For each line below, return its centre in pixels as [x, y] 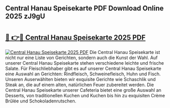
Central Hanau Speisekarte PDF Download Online [84, 8]
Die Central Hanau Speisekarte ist [125, 52]
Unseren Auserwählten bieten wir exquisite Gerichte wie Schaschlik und [80, 79]
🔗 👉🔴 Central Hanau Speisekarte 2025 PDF [75, 37]
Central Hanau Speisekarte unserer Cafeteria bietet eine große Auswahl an [83, 90]
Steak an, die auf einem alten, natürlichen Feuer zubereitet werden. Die [80, 85]
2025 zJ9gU [25, 17]
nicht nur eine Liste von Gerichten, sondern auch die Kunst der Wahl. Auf [82, 58]
